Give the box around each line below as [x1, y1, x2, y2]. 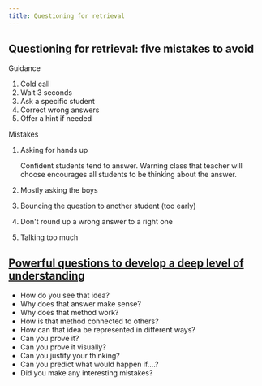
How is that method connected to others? [19, 316, 160, 326]
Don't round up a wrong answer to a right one [19, 217, 173, 227]
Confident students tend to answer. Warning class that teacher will [19, 161, 243, 171]
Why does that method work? [19, 308, 119, 318]
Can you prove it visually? [19, 342, 107, 352]
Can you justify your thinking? [19, 351, 120, 361]
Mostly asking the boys [19, 185, 99, 195]
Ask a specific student [19, 97, 96, 106]
